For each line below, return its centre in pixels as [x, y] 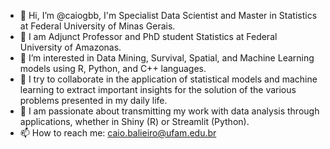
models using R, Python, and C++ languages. [113, 68]
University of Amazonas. [70, 47]
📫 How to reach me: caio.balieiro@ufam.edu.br [118, 133]
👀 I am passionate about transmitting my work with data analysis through [169, 111]
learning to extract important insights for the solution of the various [158, 89]
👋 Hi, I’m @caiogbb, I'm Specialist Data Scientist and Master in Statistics [168, 15]
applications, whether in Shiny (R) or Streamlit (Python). [134, 121]
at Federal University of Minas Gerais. [97, 26]
